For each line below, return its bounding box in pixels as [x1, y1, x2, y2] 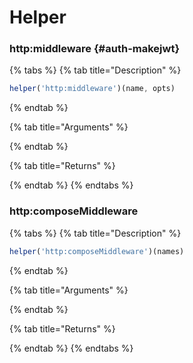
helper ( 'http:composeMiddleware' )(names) [9, 246, 185, 256]
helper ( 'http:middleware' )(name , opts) [9, 84, 176, 94]
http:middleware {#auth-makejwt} [9, 42, 181, 56]
